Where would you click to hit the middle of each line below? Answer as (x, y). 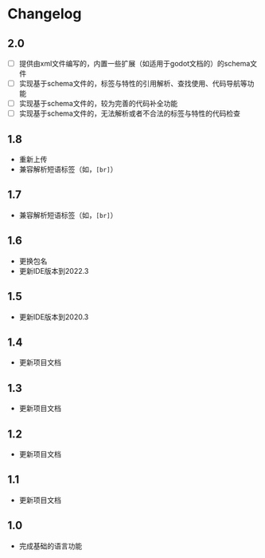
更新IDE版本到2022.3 (54, 271)
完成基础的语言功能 (51, 546)
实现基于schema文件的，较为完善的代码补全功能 (98, 104)
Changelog (45, 14)
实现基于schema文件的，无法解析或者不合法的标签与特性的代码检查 (129, 113)
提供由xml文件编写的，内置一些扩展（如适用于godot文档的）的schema (134, 63)
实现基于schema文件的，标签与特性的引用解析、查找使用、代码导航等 (133, 84)
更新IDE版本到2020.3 (54, 317)
